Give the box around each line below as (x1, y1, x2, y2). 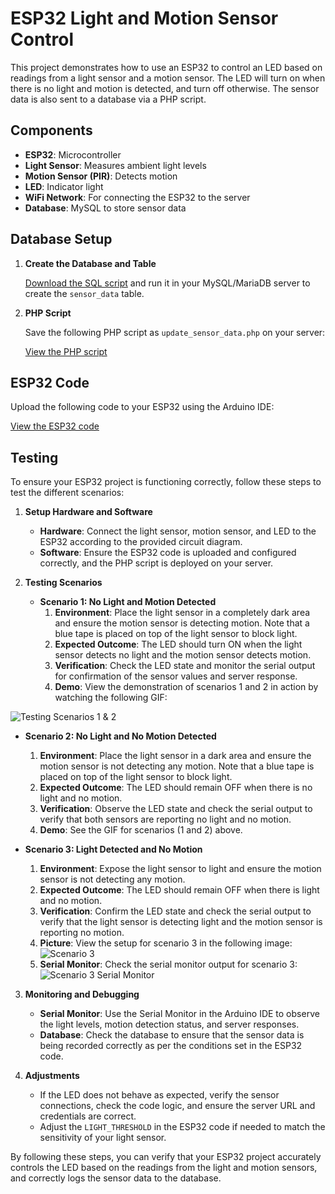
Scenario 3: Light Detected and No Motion (24, 843, 203, 856)
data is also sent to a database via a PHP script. (10, 93, 207, 105)
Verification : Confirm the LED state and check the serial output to (39, 905, 312, 917)
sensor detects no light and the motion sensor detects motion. (54, 649, 312, 661)
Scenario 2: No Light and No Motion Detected (24, 730, 217, 742)
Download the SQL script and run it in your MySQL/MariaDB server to (24, 277, 311, 289)
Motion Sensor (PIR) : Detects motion (24, 170, 178, 182)
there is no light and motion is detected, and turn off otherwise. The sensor (10, 82, 320, 94)
